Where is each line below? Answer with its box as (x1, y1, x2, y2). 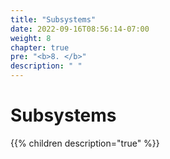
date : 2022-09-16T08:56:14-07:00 (10, 24, 150, 34)
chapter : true (10, 42, 70, 53)
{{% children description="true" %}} (10, 137, 160, 149)
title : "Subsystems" (10, 14, 97, 25)
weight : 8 (10, 33, 52, 43)
